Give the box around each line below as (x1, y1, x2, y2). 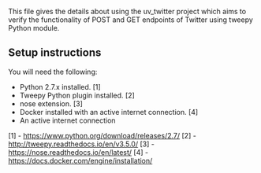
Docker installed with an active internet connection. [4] (19, 107, 199, 116)
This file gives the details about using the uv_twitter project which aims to (8, 7, 247, 16)
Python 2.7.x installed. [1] (19, 82, 101, 91)
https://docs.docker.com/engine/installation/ (8, 156, 153, 165)
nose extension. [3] (19, 98, 83, 109)
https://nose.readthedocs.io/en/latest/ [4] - (8, 147, 148, 156)
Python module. (8, 24, 60, 32)
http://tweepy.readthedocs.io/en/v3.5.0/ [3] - (8, 139, 155, 149)
